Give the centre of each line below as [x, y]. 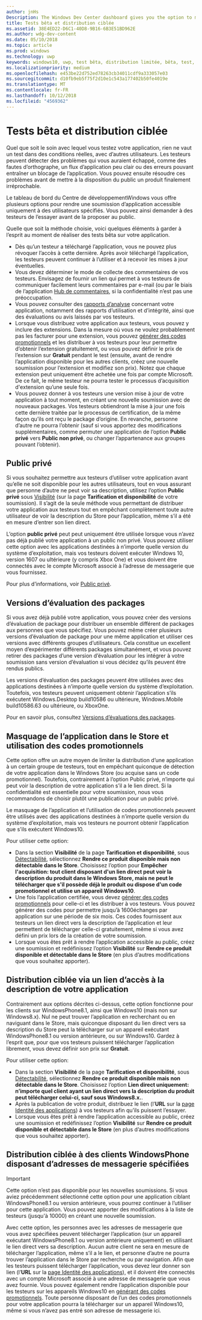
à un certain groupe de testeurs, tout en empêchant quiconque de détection [100, 766]
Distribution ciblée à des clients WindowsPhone [98, 1155]
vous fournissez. [27, 572]
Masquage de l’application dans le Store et [87, 736]
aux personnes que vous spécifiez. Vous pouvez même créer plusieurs [94, 630]
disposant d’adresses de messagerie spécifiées [98, 1164]
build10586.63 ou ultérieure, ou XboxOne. [58, 706]
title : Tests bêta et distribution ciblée [60, 23]
